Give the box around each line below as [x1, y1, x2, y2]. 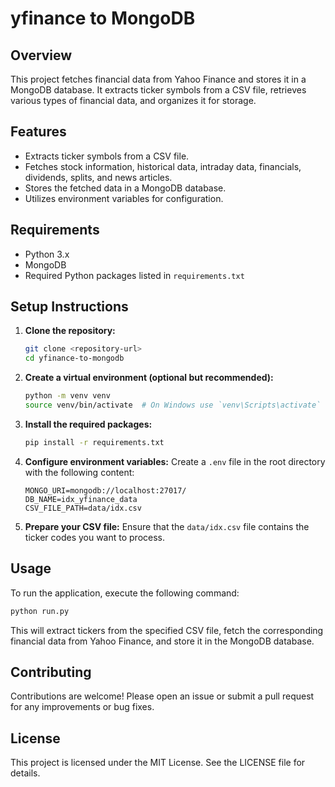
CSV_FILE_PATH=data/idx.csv [24, 503, 142, 513]
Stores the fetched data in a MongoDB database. [24, 182, 227, 194]
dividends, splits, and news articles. [24, 171, 173, 183]
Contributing [10, 663, 92, 681]
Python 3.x [24, 248, 70, 260]
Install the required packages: [24, 418, 153, 430]
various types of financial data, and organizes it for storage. [10, 95, 257, 106]
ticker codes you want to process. [24, 531, 166, 543]
